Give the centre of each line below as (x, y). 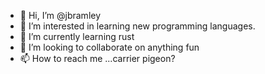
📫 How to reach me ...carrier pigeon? (97, 58)
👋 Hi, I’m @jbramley (60, 15)
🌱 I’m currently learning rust (77, 36)
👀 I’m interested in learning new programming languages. (137, 26)
